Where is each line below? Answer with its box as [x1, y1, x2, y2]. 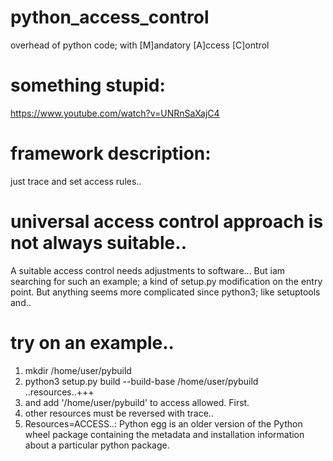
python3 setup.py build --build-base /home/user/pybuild [24, 375, 259, 387]
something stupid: [10, 74, 166, 97]
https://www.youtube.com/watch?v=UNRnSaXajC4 [10, 107, 220, 119]
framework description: [10, 142, 212, 165]
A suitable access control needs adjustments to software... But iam [10, 264, 286, 276]
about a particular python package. [24, 439, 170, 451]
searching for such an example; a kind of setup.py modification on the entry [10, 275, 323, 287]
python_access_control [10, 6, 210, 29]
